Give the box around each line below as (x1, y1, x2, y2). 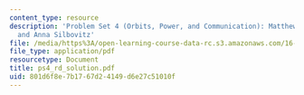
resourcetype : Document (9, 55, 100, 64)
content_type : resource (9, 13, 100, 23)
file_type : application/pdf (9, 47, 116, 56)
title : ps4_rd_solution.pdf (9, 64, 116, 73)
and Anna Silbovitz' (17, 30, 95, 39)
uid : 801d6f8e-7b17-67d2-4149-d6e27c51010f (9, 72, 176, 81)
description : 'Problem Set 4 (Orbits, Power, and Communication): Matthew (9, 22, 298, 31)
